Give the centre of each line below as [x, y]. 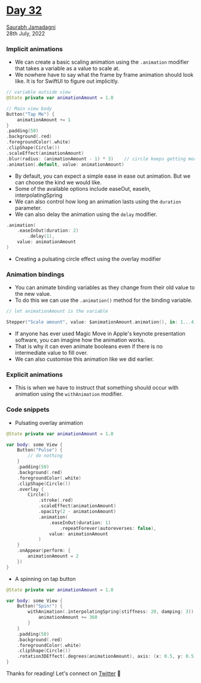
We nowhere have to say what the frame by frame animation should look [104, 75]
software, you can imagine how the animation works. [80, 340]
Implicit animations [34, 49]
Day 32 [24, 11]
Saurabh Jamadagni [31, 27]
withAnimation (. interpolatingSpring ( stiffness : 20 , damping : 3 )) [111, 612]
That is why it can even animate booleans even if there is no [89, 346]
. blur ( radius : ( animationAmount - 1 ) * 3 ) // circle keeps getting [96, 159]
